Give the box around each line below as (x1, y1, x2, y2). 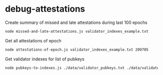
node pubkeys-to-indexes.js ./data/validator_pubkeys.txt (5, 65, 125, 70)
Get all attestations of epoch (5, 37, 62, 43)
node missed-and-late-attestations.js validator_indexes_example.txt (5, 29, 149, 34)
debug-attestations (5, 3, 85, 15)
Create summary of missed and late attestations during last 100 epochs (5, 19, 147, 25)
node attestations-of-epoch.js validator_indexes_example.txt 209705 (5, 47, 149, 52)
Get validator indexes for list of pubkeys (5, 56, 85, 62)
